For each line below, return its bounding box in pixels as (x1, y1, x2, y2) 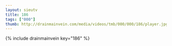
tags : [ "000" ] (5, 17, 36, 22)
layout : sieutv (5, 7, 38, 13)
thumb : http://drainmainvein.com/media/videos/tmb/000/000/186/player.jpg (5, 21, 168, 27)
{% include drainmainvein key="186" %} (5, 35, 90, 41)
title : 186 (5, 12, 29, 17)
